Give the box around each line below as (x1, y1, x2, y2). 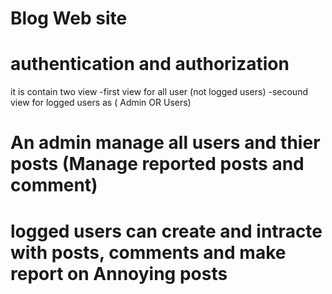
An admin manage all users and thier (10, 132, 321, 154)
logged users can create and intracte (10, 220, 323, 242)
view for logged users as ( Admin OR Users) (10, 97, 192, 109)
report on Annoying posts (10, 262, 228, 285)
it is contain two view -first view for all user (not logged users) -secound (10, 86, 308, 98)
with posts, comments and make (10, 241, 287, 264)
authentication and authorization (10, 53, 290, 76)
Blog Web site (10, 7, 128, 30)
